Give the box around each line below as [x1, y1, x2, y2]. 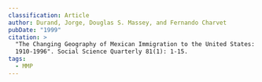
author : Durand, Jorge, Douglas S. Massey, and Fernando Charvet [8, 19, 227, 27]
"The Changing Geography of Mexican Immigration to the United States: [15, 41, 256, 48]
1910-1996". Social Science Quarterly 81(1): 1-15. [15, 48, 189, 55]
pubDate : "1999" [8, 26, 61, 34]
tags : [8, 55, 26, 63]
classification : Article [8, 11, 90, 20]
